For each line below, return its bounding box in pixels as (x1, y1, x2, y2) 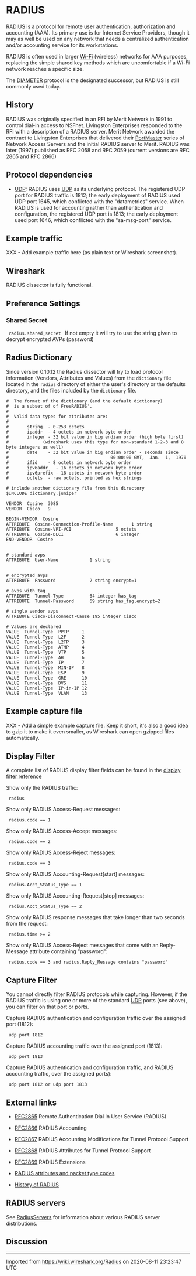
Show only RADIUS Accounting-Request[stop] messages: (6, 892, 145, 899)
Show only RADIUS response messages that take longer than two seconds (6, 914, 185, 921)
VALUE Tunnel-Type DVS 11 (6, 680, 87, 686)
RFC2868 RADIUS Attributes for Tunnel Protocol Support (14, 1147, 151, 1154)
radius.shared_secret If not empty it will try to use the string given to (8, 329, 177, 336)
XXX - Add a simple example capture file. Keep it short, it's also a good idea (6, 722, 188, 729)
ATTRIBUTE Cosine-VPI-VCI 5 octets (6, 526, 137, 532)
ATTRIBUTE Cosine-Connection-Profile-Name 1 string (6, 521, 153, 527)
